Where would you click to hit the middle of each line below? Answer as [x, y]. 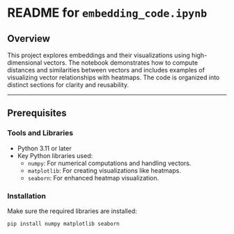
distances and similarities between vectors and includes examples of [106, 70]
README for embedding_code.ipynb [107, 13]
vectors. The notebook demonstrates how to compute [121, 63]
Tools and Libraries [40, 133]
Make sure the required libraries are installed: [72, 211]
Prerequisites [37, 113]
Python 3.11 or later [44, 148]
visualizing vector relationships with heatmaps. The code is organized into [114, 77]
